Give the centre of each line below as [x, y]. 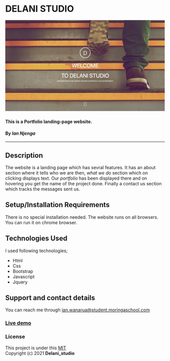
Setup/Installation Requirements [57, 205]
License [15, 337]
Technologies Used [36, 238]
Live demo [18, 323]
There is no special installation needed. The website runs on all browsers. [82, 217]
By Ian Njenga [20, 133]
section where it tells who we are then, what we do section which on [77, 173]
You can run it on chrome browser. [41, 222]
